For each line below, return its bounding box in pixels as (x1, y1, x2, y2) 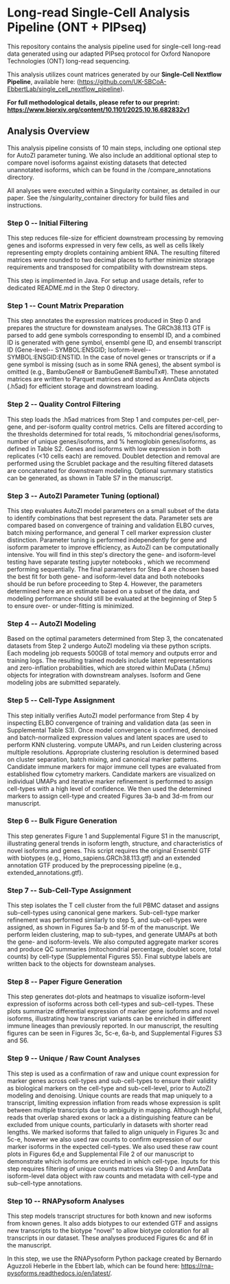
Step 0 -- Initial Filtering (7, 218, 88, 228)
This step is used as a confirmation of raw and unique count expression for (7, 1069, 220, 1077)
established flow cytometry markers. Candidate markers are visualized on (7, 770, 216, 778)
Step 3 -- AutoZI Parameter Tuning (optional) (7, 491, 160, 501)
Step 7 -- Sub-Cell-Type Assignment (7, 885, 132, 895)
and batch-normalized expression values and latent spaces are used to (7, 733, 208, 741)
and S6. (7, 1036, 29, 1044)
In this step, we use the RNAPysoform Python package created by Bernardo (7, 1254, 222, 1263)
